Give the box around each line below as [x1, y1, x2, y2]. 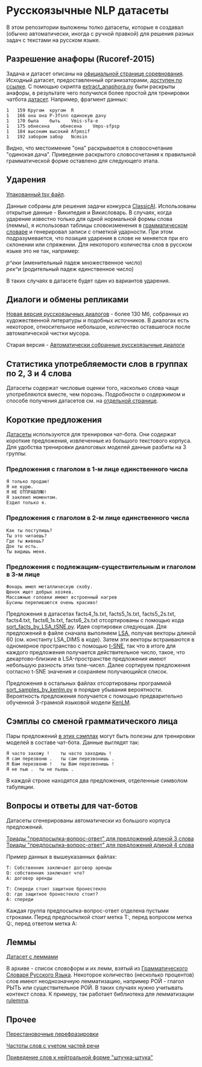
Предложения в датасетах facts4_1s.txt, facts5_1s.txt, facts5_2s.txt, [6, 610, 176, 617]
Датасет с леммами [6, 953, 58, 960]
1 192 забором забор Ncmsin [6, 133, 87, 139]
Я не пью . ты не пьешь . [6, 766, 74, 772]
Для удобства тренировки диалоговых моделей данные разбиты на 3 [6, 444, 187, 450]
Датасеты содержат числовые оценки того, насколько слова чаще [6, 384, 179, 392]
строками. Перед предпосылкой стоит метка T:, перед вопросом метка [6, 913, 192, 920]
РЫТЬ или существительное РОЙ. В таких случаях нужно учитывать [6, 984, 183, 992]
